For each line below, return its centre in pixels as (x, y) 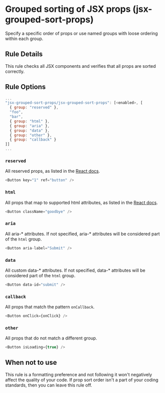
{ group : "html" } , (30, 121)
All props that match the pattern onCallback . (50, 307)
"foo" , (16, 112)
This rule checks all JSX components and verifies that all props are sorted (81, 66)
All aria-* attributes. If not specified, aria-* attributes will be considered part (82, 234)
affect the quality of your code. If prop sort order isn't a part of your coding (82, 380)
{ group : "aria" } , (30, 126)
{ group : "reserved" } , (34, 107)
